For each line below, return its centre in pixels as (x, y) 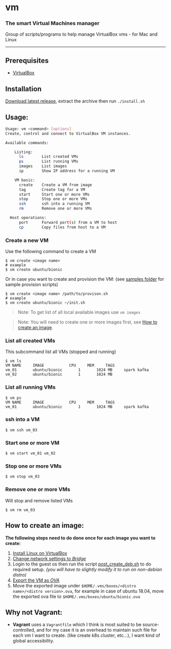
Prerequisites (27, 60)
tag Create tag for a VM (52, 190)
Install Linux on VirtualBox (40, 553)
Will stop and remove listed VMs (39, 500)
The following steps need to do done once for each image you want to (80, 538)
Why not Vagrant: (34, 612)
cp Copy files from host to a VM (62, 227)
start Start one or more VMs (54, 194)
